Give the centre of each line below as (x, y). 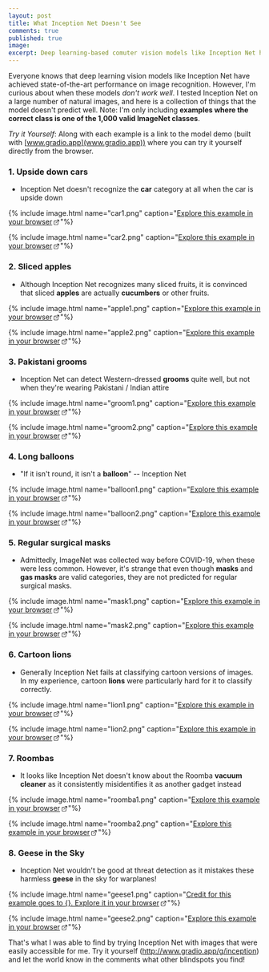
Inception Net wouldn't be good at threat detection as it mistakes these (137, 870)
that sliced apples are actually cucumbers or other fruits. (114, 293)
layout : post (30, 16)
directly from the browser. (51, 151)
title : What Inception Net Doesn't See (75, 23)
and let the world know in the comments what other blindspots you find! (127, 960)
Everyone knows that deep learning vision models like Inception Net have (129, 76)
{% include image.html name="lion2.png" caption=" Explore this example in (132, 729)
